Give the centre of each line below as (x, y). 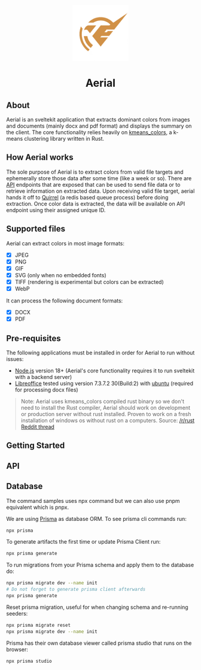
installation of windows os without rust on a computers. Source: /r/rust (108, 420)
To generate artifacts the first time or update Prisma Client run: (83, 542)
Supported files (36, 229)
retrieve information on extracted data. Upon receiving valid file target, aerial (100, 191)
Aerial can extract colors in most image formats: (65, 243)
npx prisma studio (29, 661)
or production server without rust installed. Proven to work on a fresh (106, 414)
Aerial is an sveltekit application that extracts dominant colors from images (98, 119)
